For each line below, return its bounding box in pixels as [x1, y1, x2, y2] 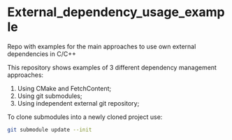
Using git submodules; [17, 92, 82, 100]
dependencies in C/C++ [7, 50, 77, 58]
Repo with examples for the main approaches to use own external [7, 42, 196, 50]
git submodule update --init [7, 126, 92, 133]
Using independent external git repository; [17, 99, 140, 107]
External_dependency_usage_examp [7, 4, 225, 20]
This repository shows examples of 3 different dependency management [7, 63, 217, 71]
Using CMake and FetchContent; [17, 84, 112, 92]
